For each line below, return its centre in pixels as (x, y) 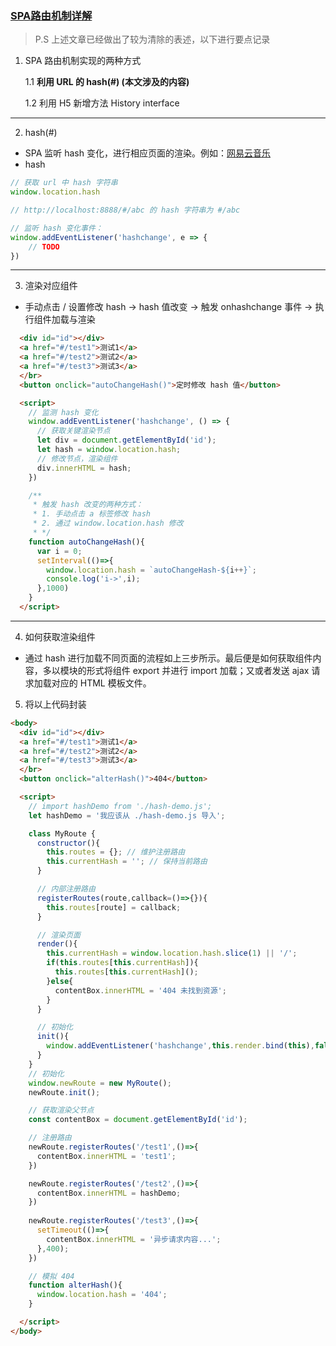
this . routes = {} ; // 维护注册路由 (116, 852)
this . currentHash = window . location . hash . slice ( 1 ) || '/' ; (172, 953)
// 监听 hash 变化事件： (56, 228)
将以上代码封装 (55, 704)
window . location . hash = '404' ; (102, 1295)
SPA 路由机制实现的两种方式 (83, 61)
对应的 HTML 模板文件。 (101, 683)
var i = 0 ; (59, 551)
